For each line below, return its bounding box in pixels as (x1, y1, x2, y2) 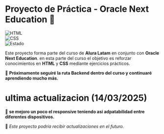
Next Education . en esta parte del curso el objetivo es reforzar (5, 55, 132, 61)
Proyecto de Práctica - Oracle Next (5, 3, 149, 15)
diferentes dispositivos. (5, 114, 55, 120)
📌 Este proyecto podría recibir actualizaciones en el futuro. (5, 123, 124, 129)
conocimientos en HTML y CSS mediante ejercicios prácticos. (5, 60, 131, 66)
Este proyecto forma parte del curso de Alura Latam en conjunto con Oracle (5, 50, 160, 56)
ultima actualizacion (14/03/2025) (5, 92, 147, 104)
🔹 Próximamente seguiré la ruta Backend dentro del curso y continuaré (5, 70, 152, 76)
